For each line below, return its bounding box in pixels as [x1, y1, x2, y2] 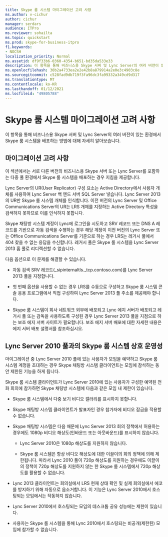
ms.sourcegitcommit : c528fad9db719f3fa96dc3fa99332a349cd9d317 [5, 72, 140, 77]
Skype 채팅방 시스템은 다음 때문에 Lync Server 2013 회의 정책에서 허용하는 [12, 423, 160, 429]
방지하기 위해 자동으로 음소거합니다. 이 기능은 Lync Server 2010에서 [17, 486, 151, 492]
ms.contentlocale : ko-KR [5, 81, 57, 86]
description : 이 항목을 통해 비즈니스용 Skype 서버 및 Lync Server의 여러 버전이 [5, 63, 159, 68]
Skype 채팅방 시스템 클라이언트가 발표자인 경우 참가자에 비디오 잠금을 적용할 [12, 406, 161, 412]
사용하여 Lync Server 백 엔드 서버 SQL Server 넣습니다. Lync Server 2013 [14, 191, 161, 197]
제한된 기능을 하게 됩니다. [10, 368, 60, 374]
